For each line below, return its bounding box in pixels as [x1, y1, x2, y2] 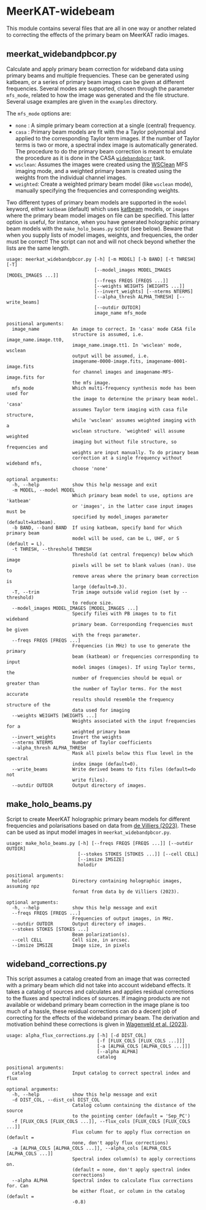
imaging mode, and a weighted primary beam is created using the [15, 167, 182, 174]
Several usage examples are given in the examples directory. [6, 98, 158, 105]
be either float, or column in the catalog [72, 1189, 185, 1195]
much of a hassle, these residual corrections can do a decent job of [6, 1008, 177, 1015]
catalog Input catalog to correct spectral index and [12, 1070, 191, 1076]
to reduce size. [72, 599, 114, 606]
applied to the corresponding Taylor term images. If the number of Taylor [15, 134, 200, 142]
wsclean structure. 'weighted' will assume [72, 428, 185, 434]
